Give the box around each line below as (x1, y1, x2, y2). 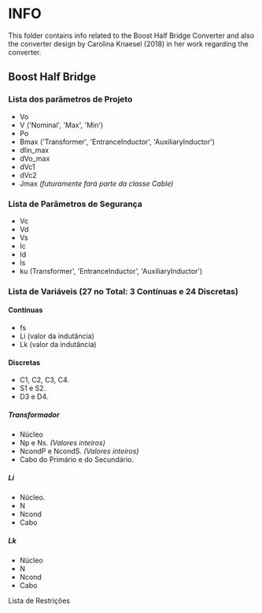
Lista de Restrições (8, 596, 71, 606)
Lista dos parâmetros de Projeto (8, 94, 133, 105)
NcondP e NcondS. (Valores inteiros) (19, 446, 139, 456)
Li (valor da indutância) (19, 331, 94, 341)
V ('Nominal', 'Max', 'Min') (19, 120, 104, 130)
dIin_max (19, 145, 50, 154)
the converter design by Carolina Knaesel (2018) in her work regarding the (8, 39, 249, 48)
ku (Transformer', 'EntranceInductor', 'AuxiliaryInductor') (19, 266, 203, 275)
